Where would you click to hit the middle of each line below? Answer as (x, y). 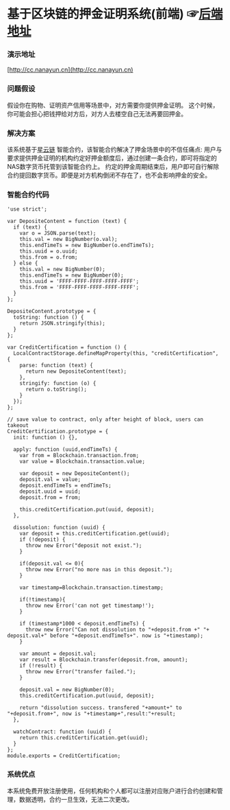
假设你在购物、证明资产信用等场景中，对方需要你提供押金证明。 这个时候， (113, 105)
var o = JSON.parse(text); (58, 233)
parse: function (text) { (56, 366)
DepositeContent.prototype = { (52, 312)
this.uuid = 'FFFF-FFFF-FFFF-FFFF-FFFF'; (79, 281)
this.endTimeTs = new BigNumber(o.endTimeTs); (87, 245)
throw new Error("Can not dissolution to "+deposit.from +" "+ (117, 630)
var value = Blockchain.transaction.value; (82, 462)
